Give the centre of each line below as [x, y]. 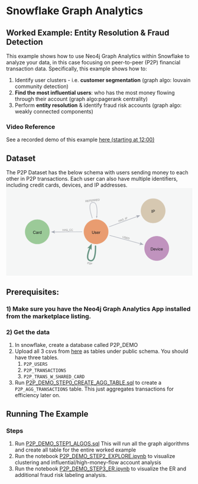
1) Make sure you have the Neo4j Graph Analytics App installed [98, 309]
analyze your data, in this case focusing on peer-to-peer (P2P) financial [93, 62]
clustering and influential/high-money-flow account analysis [88, 463]
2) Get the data [28, 332]
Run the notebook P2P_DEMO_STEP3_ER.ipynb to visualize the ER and [100, 469]
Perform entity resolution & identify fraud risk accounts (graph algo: [98, 105]
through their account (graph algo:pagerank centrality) [81, 99]
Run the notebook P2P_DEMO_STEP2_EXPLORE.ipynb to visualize [95, 456]
